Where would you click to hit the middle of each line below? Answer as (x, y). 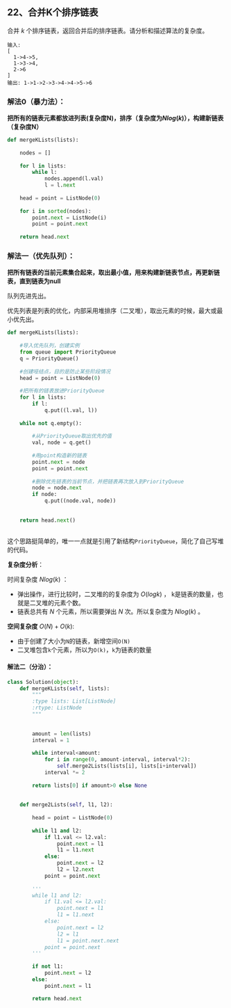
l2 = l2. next (76, 870)
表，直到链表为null (34, 281)
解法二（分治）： (30, 667)
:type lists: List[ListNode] (74, 701)
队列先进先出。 (28, 296)
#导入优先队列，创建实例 (50, 346)
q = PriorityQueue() (49, 358)
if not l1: (48, 967)
